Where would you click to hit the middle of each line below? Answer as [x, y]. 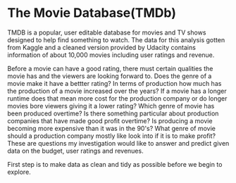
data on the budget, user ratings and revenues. [75, 151]
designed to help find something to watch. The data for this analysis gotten [116, 39]
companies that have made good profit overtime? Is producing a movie [110, 120]
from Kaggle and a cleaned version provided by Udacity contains [101, 47]
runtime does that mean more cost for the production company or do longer [117, 98]
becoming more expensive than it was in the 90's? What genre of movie [112, 128]
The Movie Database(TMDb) [92, 13]
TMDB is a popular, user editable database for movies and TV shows [107, 32]
